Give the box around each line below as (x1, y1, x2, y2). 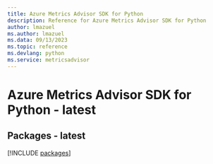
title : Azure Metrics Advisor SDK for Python (7, 10, 143, 18)
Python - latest (7, 102, 97, 117)
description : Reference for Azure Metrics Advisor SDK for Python (7, 17, 207, 24)
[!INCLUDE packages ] (7, 148, 71, 157)
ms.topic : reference (7, 43, 68, 50)
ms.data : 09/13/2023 (7, 37, 68, 44)
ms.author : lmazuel (7, 30, 65, 37)
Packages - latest (7, 130, 86, 142)
